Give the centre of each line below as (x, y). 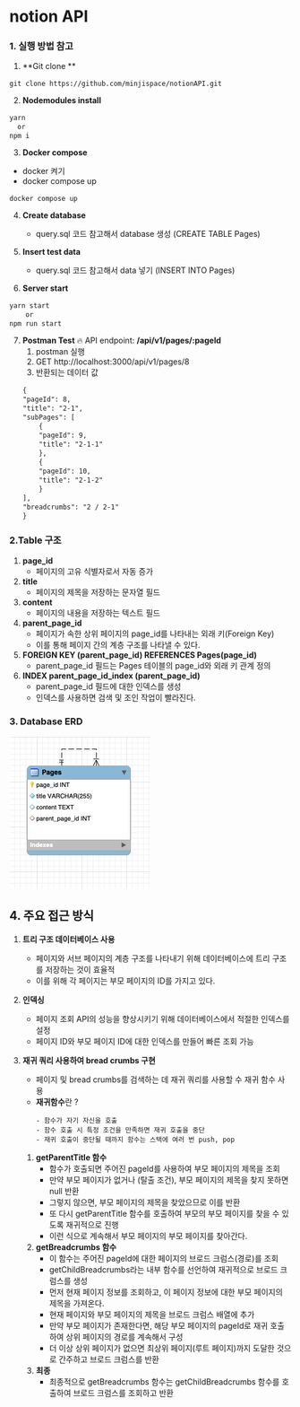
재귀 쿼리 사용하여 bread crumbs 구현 (89, 1060)
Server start (45, 288)
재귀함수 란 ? (57, 1102)
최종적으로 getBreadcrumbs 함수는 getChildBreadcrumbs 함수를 (164, 1381)
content (37, 602)
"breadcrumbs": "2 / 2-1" (70, 507)
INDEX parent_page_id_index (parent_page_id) (111, 676)
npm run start (36, 324)
